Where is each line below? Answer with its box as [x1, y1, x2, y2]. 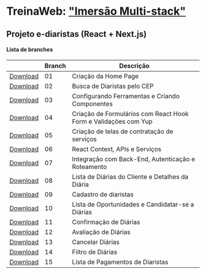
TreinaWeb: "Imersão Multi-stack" [6, 4, 186, 18]
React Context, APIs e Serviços [72, 144, 162, 153]
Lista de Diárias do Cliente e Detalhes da [72, 172, 189, 181]
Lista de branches [6, 46, 53, 53]
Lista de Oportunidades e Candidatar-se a [72, 200, 194, 208]
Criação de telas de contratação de [72, 127, 174, 136]
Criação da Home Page [72, 72, 139, 80]
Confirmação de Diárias [72, 217, 140, 226]
